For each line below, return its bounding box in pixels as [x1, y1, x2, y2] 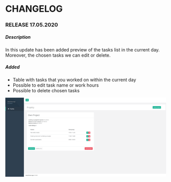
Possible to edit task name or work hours [12, 82, 99, 88]
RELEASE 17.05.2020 [5, 21, 58, 29]
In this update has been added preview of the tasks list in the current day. [5, 47, 160, 53]
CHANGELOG [5, 3, 63, 15]
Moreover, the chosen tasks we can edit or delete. [5, 52, 111, 59]
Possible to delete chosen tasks [12, 88, 80, 94]
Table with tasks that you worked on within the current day [12, 77, 136, 83]
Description [5, 34, 31, 40]
